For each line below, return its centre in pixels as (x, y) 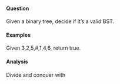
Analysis (17, 62)
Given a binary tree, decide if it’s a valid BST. (60, 21)
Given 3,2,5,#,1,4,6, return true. (44, 48)
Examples (19, 35)
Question (18, 8)
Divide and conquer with (36, 75)
